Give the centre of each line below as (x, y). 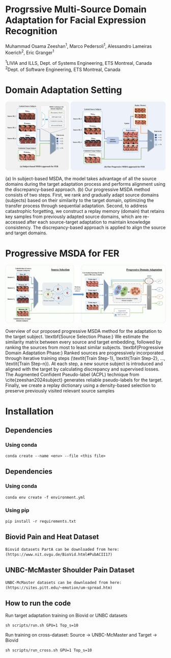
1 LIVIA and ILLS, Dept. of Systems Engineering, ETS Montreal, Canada (79, 63)
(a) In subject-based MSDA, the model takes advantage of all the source (81, 179)
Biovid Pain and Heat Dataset (52, 537)
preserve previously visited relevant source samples (60, 391)
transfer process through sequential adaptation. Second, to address (76, 206)
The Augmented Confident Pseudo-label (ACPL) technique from (73, 375)
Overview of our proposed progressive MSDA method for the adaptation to (83, 331)
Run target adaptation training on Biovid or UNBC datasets (66, 616)
